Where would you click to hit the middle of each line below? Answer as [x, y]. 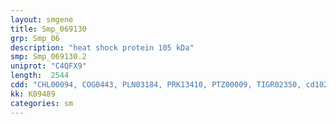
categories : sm [42, 103]
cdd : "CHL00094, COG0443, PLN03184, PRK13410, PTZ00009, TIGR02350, [156, 85]
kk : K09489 [33, 94]
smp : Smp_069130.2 [48, 57]
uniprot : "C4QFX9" [48, 66]
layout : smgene [42, 19]
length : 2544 [40, 76]
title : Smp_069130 [48, 29]
